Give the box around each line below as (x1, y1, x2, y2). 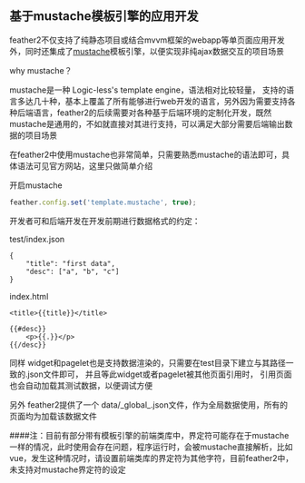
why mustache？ (9, 64, 73, 75)
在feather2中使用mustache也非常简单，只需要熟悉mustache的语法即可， (9, 149, 282, 160)
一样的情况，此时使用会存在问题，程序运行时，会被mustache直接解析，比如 (9, 441, 293, 452)
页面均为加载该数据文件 (9, 410, 97, 421)
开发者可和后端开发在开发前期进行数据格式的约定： (9, 215, 201, 226)
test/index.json (9, 233, 65, 244)
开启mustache (9, 180, 63, 191)
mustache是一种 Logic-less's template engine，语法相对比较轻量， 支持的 (9, 84, 287, 95)
